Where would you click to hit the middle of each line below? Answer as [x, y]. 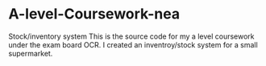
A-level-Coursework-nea [94, 14]
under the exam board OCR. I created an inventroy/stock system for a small [133, 44]
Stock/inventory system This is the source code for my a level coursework [132, 36]
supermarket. [31, 53]
